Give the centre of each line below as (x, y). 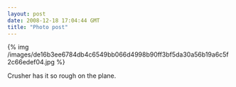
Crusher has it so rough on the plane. (62, 76)
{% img (18, 47)
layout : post (27, 14)
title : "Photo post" (38, 27)
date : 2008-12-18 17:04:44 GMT (54, 21)
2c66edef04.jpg (31, 62)
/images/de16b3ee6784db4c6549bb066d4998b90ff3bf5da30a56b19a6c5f (118, 54)
